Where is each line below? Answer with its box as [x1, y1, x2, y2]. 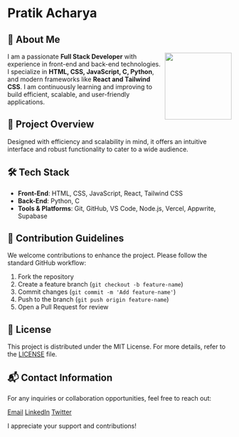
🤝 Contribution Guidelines [7, 232, 124, 245]
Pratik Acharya [7, 5, 97, 21]
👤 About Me [7, 34, 60, 46]
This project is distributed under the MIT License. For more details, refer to [7, 342, 226, 351]
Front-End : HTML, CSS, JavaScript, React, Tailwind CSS [17, 189, 184, 197]
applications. [7, 98, 45, 106]
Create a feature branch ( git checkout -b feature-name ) [17, 280, 184, 289]
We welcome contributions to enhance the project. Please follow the [7, 251, 208, 259]
